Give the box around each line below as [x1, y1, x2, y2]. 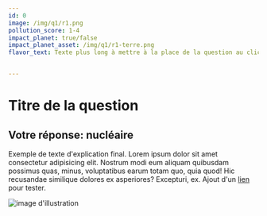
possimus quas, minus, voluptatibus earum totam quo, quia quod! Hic [8, 166, 235, 175]
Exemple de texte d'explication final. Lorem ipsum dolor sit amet [8, 149, 219, 159]
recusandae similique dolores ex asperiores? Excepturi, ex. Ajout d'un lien [8, 175, 250, 183]
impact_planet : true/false [8, 33, 98, 42]
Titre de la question [8, 97, 139, 115]
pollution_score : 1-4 [8, 26, 80, 34]
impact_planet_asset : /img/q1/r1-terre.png [8, 41, 155, 49]
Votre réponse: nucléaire [8, 128, 133, 141]
